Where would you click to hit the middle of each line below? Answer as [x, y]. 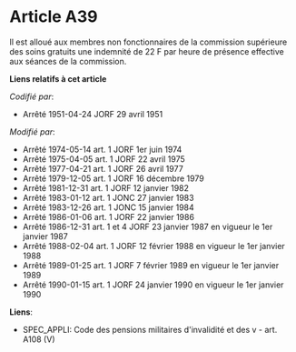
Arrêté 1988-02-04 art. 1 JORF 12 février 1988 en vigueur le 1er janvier [154, 246]
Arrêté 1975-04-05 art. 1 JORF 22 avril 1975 [104, 159]
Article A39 [54, 17]
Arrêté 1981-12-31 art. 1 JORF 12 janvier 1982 [105, 187]
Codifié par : [32, 96]
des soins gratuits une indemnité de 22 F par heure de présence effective [147, 51]
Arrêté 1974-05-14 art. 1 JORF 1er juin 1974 [102, 149]
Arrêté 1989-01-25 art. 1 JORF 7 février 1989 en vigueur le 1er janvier [151, 265]
